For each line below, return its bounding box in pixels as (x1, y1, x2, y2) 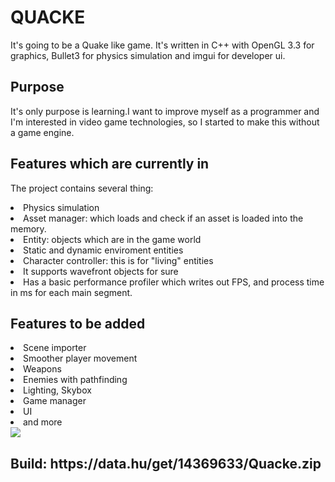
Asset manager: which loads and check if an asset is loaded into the (23, 212, 304, 224)
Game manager (23, 395, 87, 407)
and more (23, 416, 63, 428)
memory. (10, 222, 47, 235)
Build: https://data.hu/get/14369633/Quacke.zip (10, 455, 322, 472)
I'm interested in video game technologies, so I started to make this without (10, 116, 320, 128)
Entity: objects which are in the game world (23, 233, 202, 245)
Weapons (23, 363, 62, 375)
